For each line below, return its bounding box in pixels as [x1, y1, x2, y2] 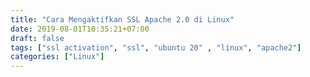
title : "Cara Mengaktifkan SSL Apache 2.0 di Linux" [10, 14, 235, 25]
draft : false [10, 33, 65, 43]
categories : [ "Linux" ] [10, 52, 105, 62]
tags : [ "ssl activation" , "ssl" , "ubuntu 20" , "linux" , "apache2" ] [10, 42, 302, 53]
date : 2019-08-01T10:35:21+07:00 [10, 24, 150, 34]
